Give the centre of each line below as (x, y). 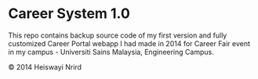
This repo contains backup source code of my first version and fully (118, 35)
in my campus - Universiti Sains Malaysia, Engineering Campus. (111, 52)
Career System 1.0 (69, 14)
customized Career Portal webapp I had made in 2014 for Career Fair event (129, 43)
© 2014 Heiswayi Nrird (45, 66)
